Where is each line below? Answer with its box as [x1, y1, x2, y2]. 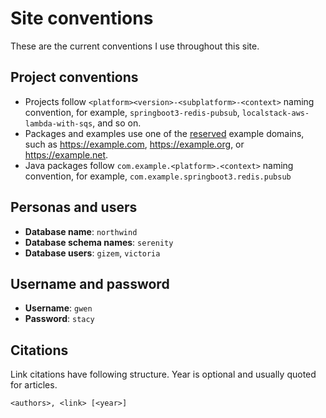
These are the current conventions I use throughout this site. [10, 40, 260, 52]
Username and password [10, 275, 170, 292]
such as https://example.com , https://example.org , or [24, 138, 245, 150]
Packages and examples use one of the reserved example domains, [24, 127, 305, 139]
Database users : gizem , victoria [24, 247, 161, 259]
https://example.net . [24, 148, 109, 161]
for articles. [10, 379, 58, 391]
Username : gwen [24, 302, 93, 314]
